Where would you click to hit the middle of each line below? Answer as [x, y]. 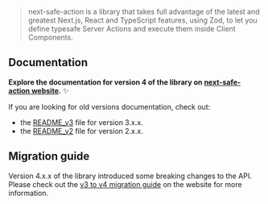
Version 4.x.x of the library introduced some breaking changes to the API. [130, 176]
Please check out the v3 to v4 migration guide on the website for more [126, 184]
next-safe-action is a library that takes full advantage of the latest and [144, 12]
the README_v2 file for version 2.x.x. [81, 131]
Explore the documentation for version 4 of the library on [105, 82]
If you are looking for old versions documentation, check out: [109, 106]
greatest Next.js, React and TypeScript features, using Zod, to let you [142, 20]
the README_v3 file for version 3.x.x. [81, 122]
